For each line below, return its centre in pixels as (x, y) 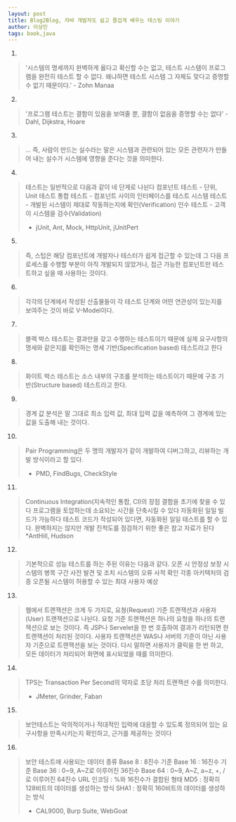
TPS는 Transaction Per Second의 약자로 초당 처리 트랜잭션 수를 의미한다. (127, 682)
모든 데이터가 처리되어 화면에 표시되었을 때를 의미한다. (99, 654)
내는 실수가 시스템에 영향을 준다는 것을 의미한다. (98, 159)
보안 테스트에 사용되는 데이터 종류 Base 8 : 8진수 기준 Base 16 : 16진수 (122, 762)
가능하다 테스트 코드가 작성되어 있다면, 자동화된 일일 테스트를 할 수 (129, 519)
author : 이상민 (28, 27)
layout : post (27, 14)
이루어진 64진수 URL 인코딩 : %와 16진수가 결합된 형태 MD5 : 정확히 (126, 779)
